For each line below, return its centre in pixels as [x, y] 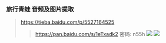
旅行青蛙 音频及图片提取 [40, 9]
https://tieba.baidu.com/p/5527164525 [67, 22]
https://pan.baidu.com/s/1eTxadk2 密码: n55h [90, 34]
